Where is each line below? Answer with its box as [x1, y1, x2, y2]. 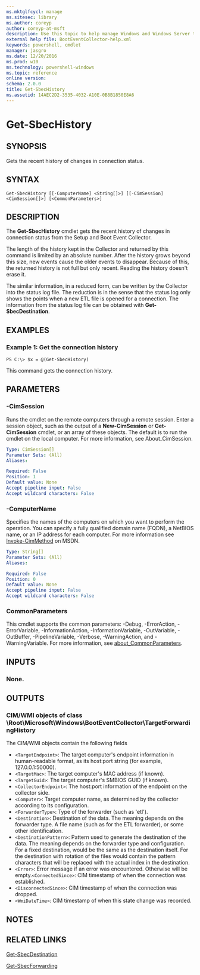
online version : [6, 75, 46, 81]
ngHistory [6, 726, 36, 734]
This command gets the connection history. [6, 367, 113, 374]
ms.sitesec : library [6, 14, 58, 20]
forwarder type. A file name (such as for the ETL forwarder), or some [14, 821, 184, 828]
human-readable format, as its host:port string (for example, [14, 758, 162, 765]
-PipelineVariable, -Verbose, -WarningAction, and [32, 633, 154, 641]
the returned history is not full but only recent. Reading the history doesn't [6, 264, 188, 272]
